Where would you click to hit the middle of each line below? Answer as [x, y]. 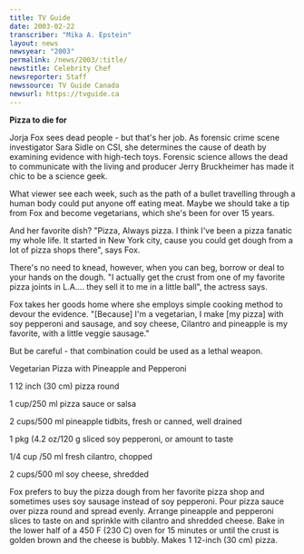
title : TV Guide [40, 18]
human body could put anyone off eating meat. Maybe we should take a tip [150, 203]
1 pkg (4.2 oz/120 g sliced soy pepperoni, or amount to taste [122, 439]
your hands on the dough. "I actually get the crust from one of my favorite [147, 277]
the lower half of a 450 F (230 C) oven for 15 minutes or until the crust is [144, 530]
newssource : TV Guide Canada [64, 85]
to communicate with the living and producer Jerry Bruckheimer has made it [152, 166]
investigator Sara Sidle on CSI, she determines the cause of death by [138, 147]
